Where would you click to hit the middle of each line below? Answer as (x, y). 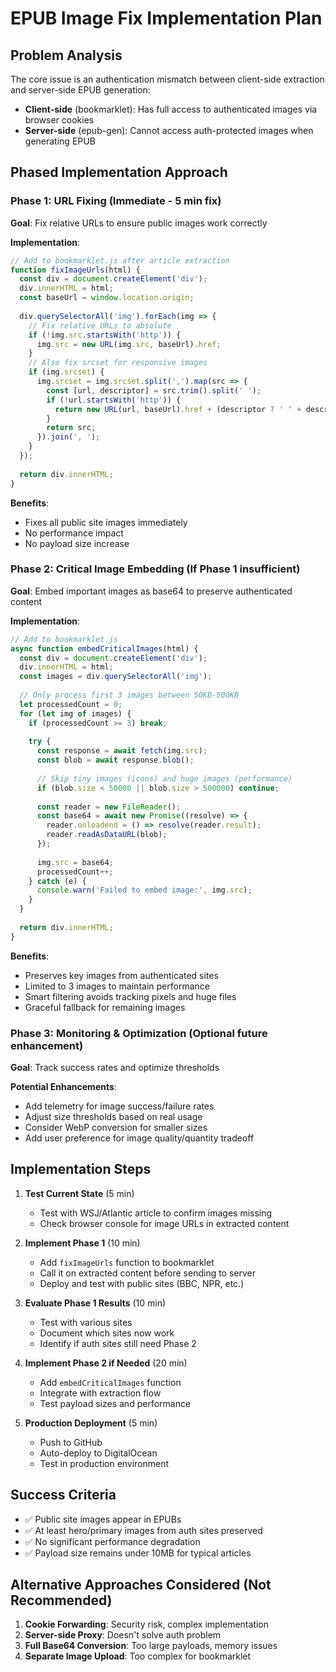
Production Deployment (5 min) (91, 1423)
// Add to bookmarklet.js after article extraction (120, 260)
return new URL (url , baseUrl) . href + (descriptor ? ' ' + (178, 409)
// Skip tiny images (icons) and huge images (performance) (164, 778)
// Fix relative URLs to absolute (100, 325)
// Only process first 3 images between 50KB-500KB (129, 695)
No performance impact (74, 533)
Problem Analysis (66, 55)
